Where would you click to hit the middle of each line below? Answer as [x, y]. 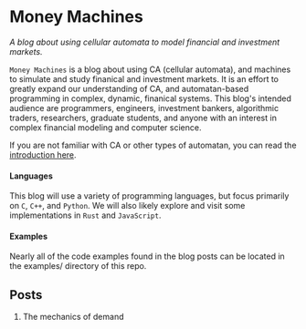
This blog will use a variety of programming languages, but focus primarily [149, 196]
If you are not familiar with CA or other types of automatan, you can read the [153, 145]
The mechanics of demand [73, 317]
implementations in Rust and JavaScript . [85, 215]
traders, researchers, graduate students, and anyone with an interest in [143, 118]
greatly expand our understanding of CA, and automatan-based [129, 88]
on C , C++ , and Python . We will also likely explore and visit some [127, 206]
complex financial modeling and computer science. [106, 127]
